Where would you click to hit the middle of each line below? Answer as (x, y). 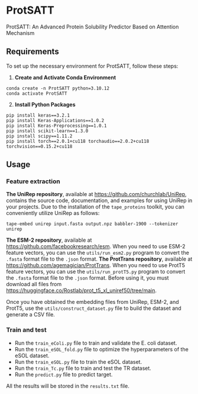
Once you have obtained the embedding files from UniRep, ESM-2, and (92, 302)
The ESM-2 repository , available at (49, 240)
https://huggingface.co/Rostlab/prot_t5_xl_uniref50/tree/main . (81, 290)
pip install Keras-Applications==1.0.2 (55, 120)
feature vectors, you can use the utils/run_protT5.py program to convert (96, 272)
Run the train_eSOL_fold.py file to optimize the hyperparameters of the (102, 349)
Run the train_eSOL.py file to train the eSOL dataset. (78, 361)
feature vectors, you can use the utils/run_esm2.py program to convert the (98, 253)
